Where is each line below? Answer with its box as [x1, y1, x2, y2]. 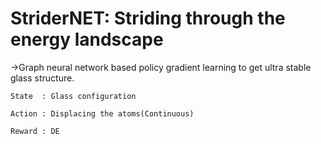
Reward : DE [10, 126, 60, 136]
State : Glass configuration [10, 91, 137, 101]
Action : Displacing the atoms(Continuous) [10, 108, 195, 119]
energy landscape [10, 28, 164, 51]
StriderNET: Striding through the [10, 7, 286, 30]
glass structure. [10, 72, 75, 84]
